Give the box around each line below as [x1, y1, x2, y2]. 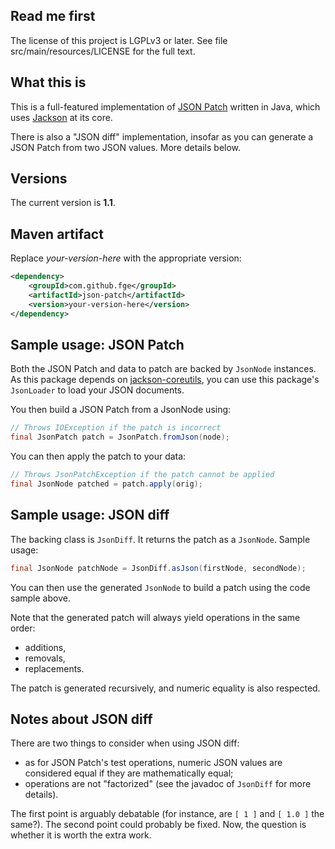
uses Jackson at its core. [10, 111, 113, 123]
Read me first [10, 8, 96, 25]
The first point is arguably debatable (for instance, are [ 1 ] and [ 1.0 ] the [10, 808, 325, 820]
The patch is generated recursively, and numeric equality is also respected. [10, 682, 321, 694]
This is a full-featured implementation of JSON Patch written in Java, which [10, 100, 321, 113]
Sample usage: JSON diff [10, 507, 170, 524]
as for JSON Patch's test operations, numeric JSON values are [24, 757, 283, 769]
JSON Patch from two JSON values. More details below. [10, 141, 242, 153]
